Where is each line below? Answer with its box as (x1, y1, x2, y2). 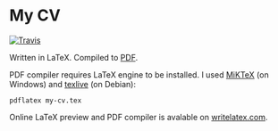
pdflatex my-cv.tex (9, 95, 82, 105)
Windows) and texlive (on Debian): (9, 78, 137, 89)
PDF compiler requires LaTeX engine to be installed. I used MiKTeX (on (9, 69, 270, 80)
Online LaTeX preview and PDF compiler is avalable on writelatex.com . (9, 111, 268, 122)
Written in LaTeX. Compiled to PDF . (9, 52, 139, 62)
